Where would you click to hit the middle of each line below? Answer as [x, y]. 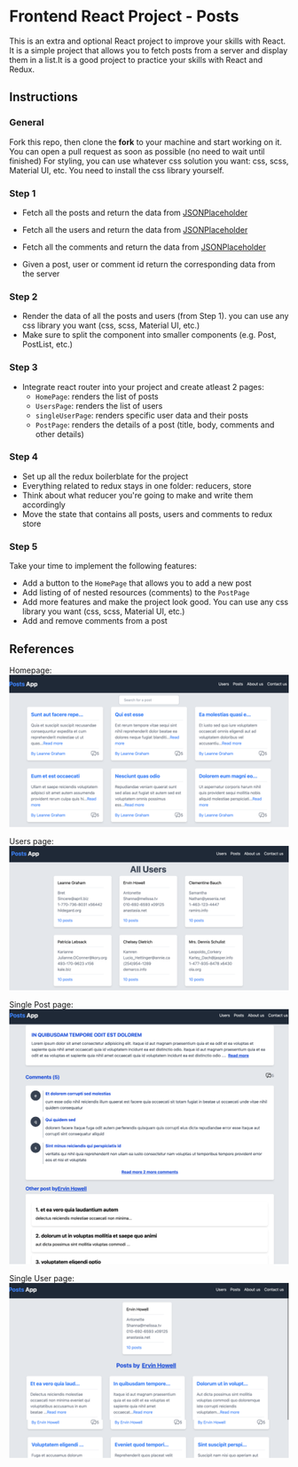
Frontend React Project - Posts [124, 16]
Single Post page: [41, 1005]
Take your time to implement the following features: [103, 566]
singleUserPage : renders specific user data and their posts [141, 415]
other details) [59, 434]
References [42, 649]
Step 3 [24, 368]
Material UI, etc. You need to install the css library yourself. [117, 170]
